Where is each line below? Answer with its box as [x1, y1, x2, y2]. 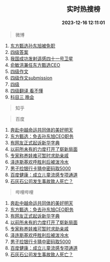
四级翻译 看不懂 [10, 87, 43, 93]
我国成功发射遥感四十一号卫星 [10, 55, 73, 62]
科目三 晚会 [10, 94, 34, 100]
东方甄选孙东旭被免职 [10, 43, 55, 49]
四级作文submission [10, 74, 53, 81]
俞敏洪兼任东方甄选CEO [10, 62, 60, 68]
